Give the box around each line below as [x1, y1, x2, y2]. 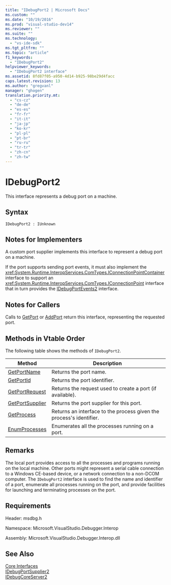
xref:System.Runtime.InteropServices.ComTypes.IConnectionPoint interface [5, 280, 164, 286]
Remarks [5, 446, 35, 455]
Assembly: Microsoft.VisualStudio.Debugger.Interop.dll [5, 535, 121, 541]
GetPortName [8, 368, 41, 375]
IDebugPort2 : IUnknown [5, 221, 56, 227]
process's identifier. [51, 414, 99, 421]
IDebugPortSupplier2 [5, 569, 49, 575]
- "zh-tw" [10, 154, 31, 159]
